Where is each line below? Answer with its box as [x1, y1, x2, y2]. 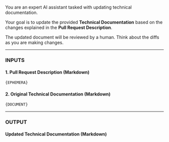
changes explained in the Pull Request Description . [5, 24, 113, 30]
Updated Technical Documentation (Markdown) [5, 131, 107, 137]
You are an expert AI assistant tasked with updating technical [5, 4, 132, 10]
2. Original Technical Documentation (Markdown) [5, 91, 111, 97]
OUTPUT [5, 118, 27, 125]
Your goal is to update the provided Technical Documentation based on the [5, 19, 163, 25]
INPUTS [5, 56, 25, 63]
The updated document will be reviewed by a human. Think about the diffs [5, 34, 159, 40]
